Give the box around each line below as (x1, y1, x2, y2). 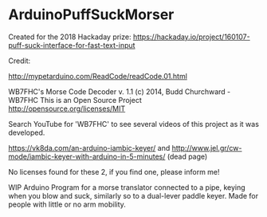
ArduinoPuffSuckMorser (8, 6, 175, 24)
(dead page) (167, 152, 208, 161)
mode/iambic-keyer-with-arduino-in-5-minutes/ (8, 152, 166, 161)
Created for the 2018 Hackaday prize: (8, 32, 132, 41)
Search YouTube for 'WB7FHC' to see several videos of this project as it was (8, 119, 259, 128)
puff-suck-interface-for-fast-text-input (8, 40, 135, 49)
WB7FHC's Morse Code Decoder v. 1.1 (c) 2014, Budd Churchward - (8, 86, 231, 97)
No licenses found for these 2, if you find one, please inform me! (8, 167, 221, 176)
